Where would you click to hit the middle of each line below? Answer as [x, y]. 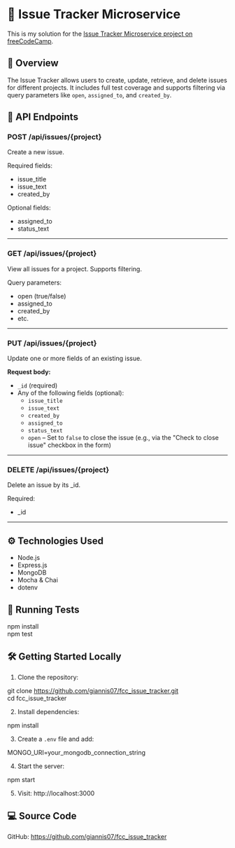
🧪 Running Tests [43, 609]
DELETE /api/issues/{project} [58, 470]
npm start [21, 779]
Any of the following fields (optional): [71, 393]
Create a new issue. [36, 152]
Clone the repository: [48, 677]
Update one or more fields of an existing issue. [74, 358]
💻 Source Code [42, 816]
